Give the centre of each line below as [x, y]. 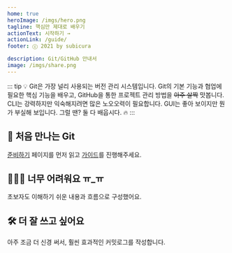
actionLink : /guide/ [37, 40]
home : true [23, 14]
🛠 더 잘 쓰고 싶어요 [46, 221]
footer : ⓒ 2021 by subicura [49, 46]
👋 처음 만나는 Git [41, 137]
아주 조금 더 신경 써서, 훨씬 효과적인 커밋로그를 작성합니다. [86, 243]
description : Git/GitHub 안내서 [52, 59]
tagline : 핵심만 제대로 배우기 [46, 27]
